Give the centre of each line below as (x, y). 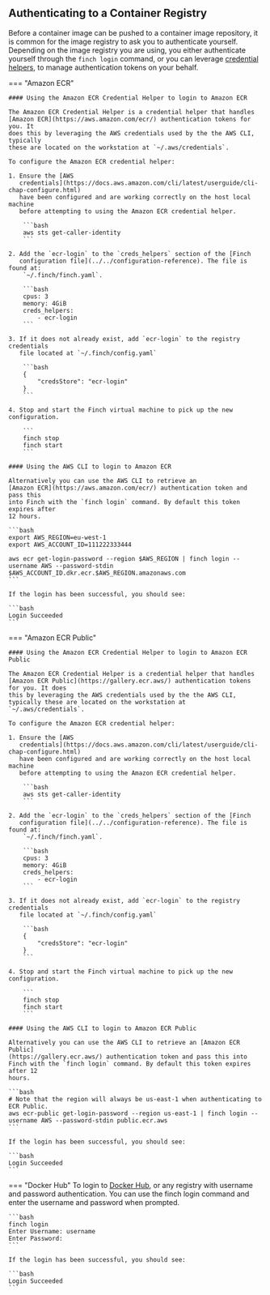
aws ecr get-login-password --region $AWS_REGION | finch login (119, 558)
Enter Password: (36, 1238)
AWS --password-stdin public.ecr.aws (104, 1120)
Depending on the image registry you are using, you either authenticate (127, 50)
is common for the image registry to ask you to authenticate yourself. (123, 41)
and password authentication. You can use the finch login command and (129, 1194)
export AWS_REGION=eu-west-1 (57, 537)
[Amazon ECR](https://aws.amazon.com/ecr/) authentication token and (128, 488)
